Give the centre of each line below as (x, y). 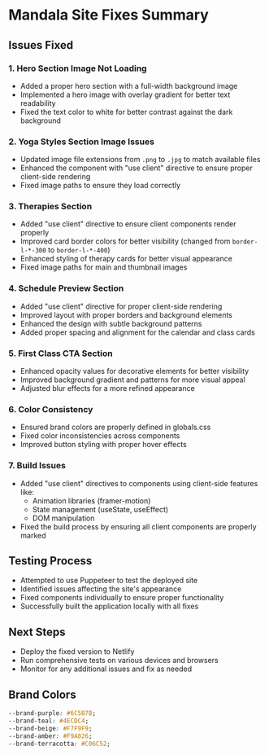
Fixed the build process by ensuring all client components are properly (139, 526)
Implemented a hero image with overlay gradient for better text (125, 94)
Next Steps (37, 632)
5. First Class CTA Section (61, 353)
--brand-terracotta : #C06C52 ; (60, 744)
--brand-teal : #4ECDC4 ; (49, 721)
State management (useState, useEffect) (100, 509)
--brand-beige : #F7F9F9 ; (50, 728)
